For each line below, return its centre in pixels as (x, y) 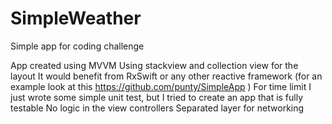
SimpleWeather (76, 18)
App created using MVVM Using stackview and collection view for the (154, 65)
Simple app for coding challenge (77, 46)
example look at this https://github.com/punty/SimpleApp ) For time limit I (161, 86)
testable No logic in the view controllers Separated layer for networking (157, 108)
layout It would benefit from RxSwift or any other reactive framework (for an (166, 76)
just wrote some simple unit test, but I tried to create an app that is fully (157, 97)
